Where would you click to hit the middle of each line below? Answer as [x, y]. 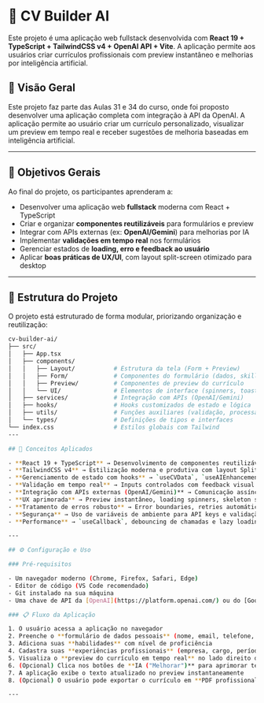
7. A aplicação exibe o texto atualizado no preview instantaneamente [126, 673]
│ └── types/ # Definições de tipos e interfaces [121, 420]
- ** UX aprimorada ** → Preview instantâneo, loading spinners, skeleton [130, 500]
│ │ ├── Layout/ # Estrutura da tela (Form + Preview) [125, 368]
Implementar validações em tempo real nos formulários [110, 240]
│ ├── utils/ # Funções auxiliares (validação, [117, 413]
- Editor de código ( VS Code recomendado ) [79, 586]
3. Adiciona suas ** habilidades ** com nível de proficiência [110, 644]
